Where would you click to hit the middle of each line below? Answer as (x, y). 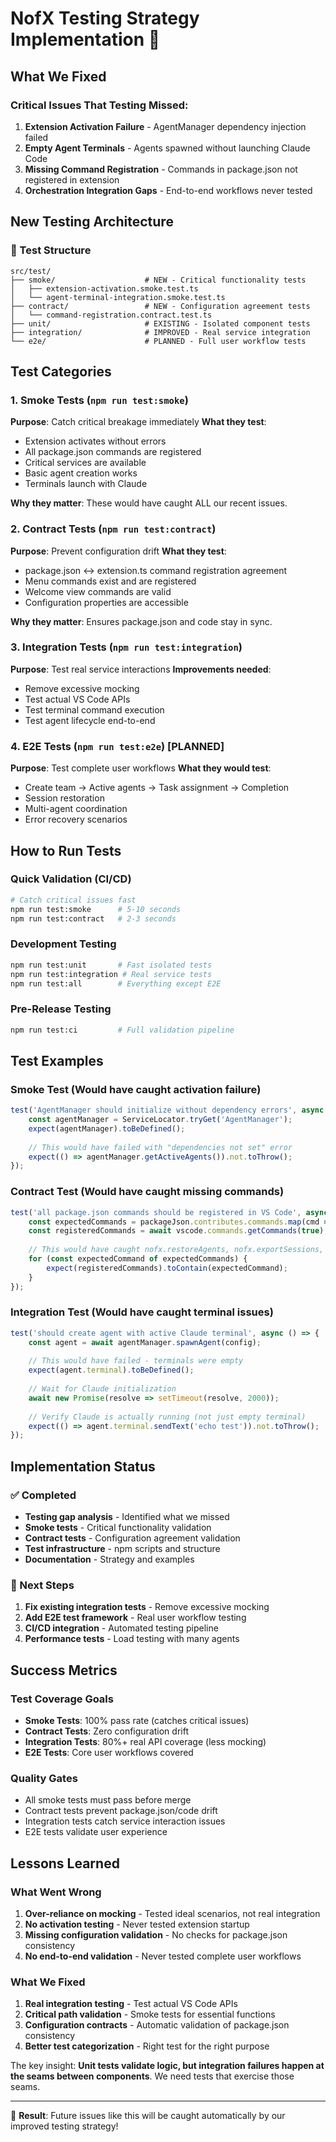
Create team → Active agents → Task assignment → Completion (157, 788)
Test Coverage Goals (62, 1699)
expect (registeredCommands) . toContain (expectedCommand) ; (167, 1268)
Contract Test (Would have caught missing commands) (147, 1192)
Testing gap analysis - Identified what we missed (127, 1517)
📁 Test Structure (51, 250)
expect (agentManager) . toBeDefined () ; (107, 1128)
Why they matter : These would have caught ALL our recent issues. (149, 503)
